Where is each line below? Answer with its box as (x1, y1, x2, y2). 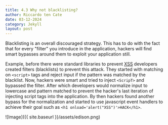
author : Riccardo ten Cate (5, 12, 62, 17)
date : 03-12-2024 (5, 17, 42, 22)
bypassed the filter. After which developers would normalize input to (5, 82, 148, 89)
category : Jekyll (5, 21, 42, 27)
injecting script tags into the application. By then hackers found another (5, 93, 154, 100)
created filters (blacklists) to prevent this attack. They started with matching (5, 67, 163, 73)
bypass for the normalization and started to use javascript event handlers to (5, 99, 163, 105)
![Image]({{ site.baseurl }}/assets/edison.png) (5, 114, 100, 120)
